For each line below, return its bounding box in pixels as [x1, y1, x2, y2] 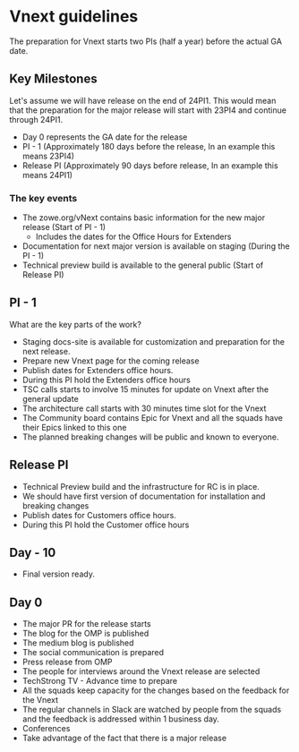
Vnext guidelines [9, 6, 139, 27]
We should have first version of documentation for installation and [21, 491, 266, 501]
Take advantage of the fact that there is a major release [21, 732, 226, 744]
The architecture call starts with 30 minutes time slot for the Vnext [21, 403, 267, 414]
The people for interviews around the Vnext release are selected [21, 666, 261, 677]
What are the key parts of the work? [9, 319, 141, 329]
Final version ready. [21, 568, 96, 579]
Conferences [21, 723, 71, 734]
